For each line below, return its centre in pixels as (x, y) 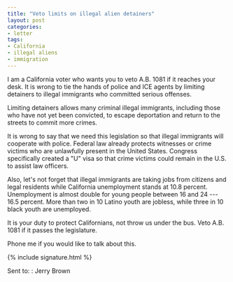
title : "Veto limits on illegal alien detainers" (81, 14)
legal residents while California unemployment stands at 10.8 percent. (107, 187)
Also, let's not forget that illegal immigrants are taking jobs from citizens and (117, 179)
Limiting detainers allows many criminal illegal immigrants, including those (114, 107)
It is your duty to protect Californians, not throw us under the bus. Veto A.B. (116, 223)
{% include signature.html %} (50, 257)
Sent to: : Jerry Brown (39, 271)
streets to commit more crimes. (52, 122)
